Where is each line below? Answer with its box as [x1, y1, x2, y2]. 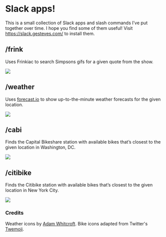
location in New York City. [5, 187, 59, 194]
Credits [5, 209, 24, 216]
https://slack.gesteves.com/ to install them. [5, 30, 95, 36]
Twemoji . [5, 226, 24, 232]
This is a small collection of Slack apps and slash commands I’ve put [5, 20, 148, 26]
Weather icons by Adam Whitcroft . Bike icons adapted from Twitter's [5, 221, 148, 227]
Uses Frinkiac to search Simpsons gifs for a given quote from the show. [5, 59, 154, 65]
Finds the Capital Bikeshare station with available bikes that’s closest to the [5, 139, 161, 145]
